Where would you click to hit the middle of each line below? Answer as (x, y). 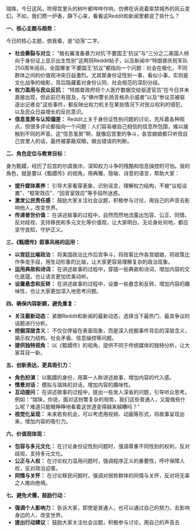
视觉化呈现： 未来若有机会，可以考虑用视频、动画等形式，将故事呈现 (97, 414)
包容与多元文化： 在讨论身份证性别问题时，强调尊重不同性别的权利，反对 (102, 446)
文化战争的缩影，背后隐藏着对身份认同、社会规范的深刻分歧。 (89, 83)
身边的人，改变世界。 (40, 515)
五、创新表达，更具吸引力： (39, 365)
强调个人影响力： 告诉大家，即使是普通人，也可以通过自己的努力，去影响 (102, 508)
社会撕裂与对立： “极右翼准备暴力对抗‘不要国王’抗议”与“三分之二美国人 (99, 53)
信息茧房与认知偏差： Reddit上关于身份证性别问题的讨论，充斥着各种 (97, 119)
